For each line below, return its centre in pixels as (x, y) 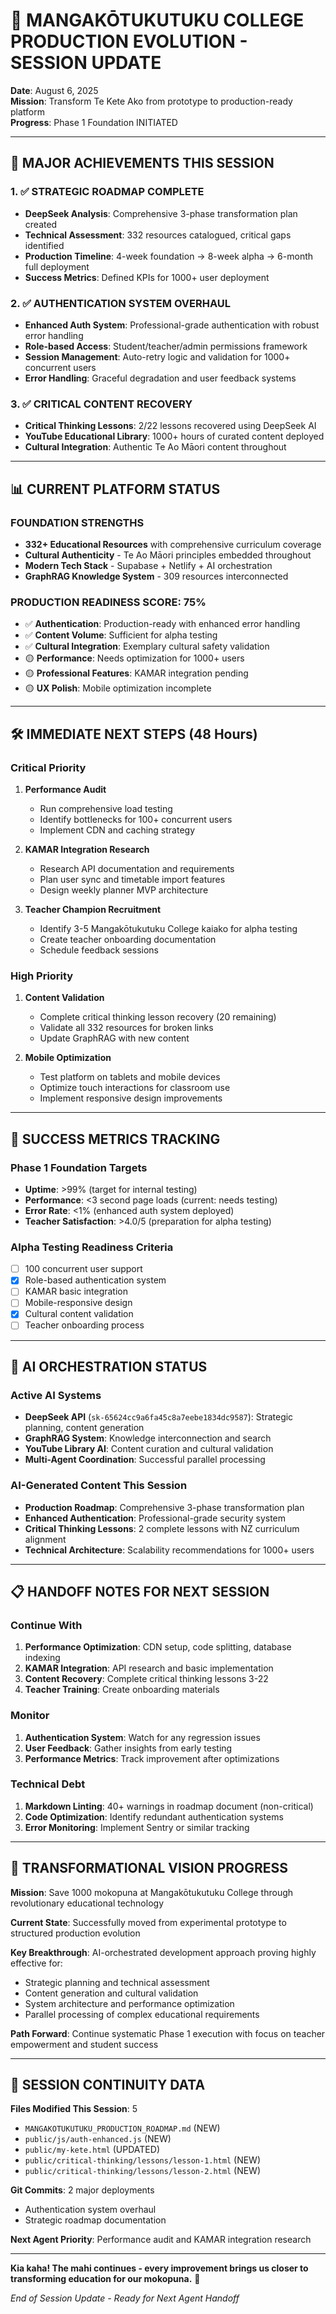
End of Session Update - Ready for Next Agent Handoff (125, 2298)
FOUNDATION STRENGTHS (77, 522)
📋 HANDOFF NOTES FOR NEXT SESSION (140, 1591)
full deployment (57, 266)
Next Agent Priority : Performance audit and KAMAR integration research (161, 2240)
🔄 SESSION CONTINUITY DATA (108, 2085)
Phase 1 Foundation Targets (79, 1167)
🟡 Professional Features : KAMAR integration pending (136, 673)
